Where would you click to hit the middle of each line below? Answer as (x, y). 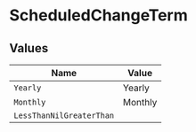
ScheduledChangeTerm (99, 16)
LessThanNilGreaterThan (64, 116)
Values (29, 48)
